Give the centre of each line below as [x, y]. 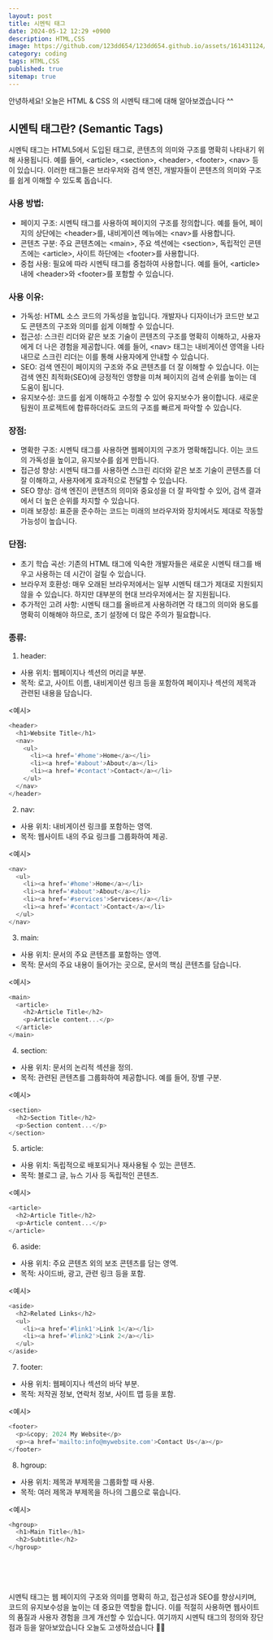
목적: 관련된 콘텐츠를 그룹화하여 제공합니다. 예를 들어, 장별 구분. [121, 1077]
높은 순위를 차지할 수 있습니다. [92, 501]
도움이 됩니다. [42, 387]
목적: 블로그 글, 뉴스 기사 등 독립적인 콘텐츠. [89, 1175]
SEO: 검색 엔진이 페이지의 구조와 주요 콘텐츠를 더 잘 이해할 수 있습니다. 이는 [140, 367]
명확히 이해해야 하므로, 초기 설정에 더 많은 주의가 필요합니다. [115, 614]
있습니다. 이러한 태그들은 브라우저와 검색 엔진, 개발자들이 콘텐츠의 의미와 [132, 170]
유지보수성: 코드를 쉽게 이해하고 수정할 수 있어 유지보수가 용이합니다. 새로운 [139, 398]
